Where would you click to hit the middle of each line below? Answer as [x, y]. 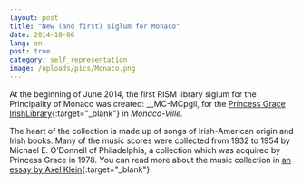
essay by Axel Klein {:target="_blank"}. [81, 169]
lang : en [26, 43]
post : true [30, 52]
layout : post [34, 18]
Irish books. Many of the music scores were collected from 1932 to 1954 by [150, 140]
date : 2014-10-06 [42, 34]
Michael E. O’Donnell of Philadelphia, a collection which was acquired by [145, 150]
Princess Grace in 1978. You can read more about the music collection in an [151, 160]
